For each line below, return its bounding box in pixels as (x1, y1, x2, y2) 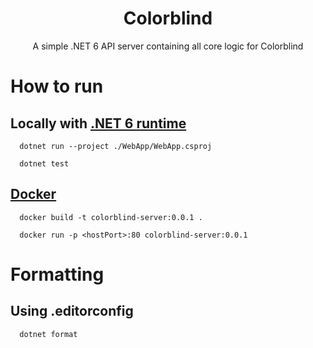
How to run (10, 75, 104, 98)
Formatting (10, 263, 105, 286)
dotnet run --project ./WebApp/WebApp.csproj (19, 141, 213, 151)
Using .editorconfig (10, 303, 134, 320)
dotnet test (19, 158, 70, 169)
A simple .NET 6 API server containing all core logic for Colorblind (32, 40, 304, 52)
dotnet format (19, 329, 78, 339)
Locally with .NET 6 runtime (10, 115, 187, 132)
